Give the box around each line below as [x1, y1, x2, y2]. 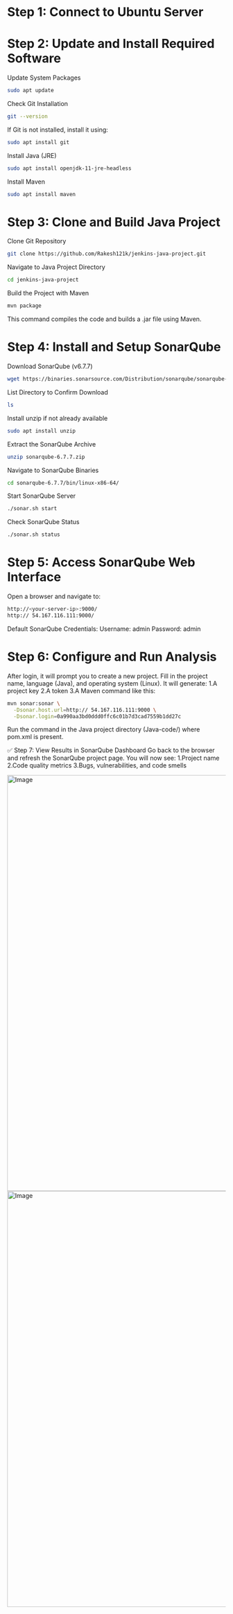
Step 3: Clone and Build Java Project [7, 214, 221, 229]
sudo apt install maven [7, 191, 76, 198]
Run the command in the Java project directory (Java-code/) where [7, 725, 200, 734]
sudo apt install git [7, 139, 70, 146]
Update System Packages [7, 73, 81, 82]
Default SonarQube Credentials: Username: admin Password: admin [7, 625, 201, 633]
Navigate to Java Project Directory [7, 263, 105, 271]
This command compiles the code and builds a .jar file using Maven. [7, 315, 202, 323]
